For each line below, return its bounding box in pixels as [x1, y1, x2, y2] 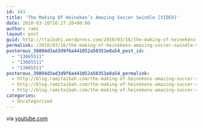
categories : [6, 93, 36, 99]
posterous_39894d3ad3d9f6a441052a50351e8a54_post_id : [6, 48, 145, 54]
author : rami [6, 25, 39, 32]
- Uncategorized [11, 98, 53, 104]
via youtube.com [6, 115, 48, 122]
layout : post [6, 31, 39, 37]
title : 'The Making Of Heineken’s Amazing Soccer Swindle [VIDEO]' [6, 14, 180, 20]
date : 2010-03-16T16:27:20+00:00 [6, 20, 91, 26]
